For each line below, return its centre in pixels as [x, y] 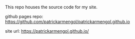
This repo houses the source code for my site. [51, 7]
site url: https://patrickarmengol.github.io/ [47, 31]
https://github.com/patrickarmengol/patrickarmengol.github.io [67, 22]
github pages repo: [24, 16]
